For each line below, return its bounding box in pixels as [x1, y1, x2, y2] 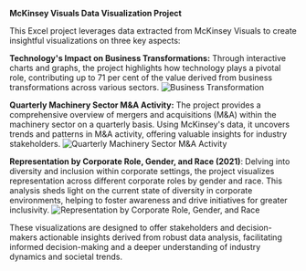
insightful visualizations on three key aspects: [9, 36, 181, 46]
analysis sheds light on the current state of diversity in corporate [9, 185, 253, 195]
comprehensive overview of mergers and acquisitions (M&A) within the [9, 109, 277, 120]
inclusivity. [9, 204, 50, 215]
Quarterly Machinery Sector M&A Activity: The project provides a [9, 99, 262, 110]
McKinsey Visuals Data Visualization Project [9, 8, 183, 18]
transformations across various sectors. [9, 82, 160, 92]
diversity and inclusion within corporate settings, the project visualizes [9, 166, 275, 176]
